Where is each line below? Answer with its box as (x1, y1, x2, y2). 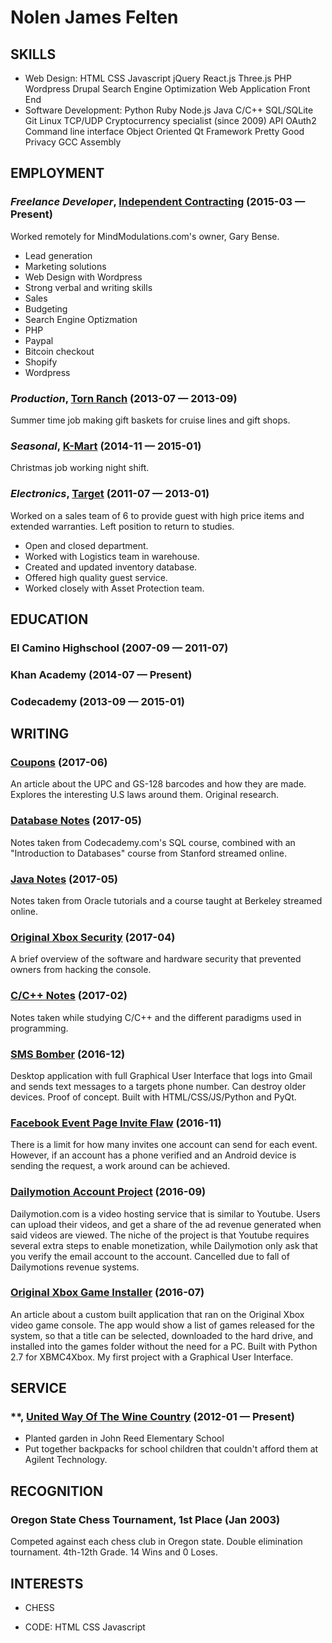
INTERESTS (10, 1575, 84, 1592)
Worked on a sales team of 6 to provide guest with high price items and (10, 509, 305, 521)
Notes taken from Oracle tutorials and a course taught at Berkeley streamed (10, 895, 323, 907)
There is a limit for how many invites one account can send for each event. (10, 1139, 318, 1151)
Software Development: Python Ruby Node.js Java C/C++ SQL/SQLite (24, 104, 314, 116)
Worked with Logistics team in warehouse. (24, 550, 200, 562)
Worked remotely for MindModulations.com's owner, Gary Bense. (10, 230, 280, 242)
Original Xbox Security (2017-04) (10, 930, 176, 944)
